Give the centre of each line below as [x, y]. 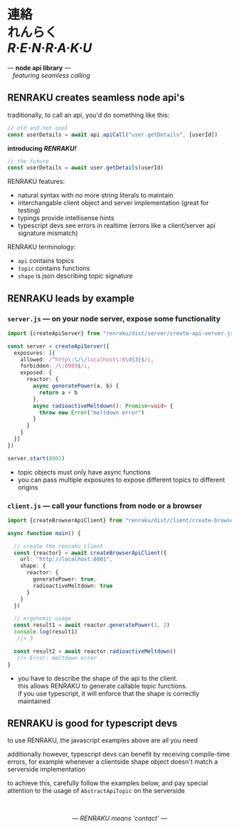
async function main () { [44, 533]
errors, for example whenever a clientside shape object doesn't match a [113, 762]
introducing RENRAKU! [42, 148]
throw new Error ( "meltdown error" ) [91, 413]
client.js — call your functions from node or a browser [105, 505]
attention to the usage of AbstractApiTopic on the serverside [96, 791]
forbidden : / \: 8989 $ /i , [55, 366]
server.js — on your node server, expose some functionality [114, 319]
